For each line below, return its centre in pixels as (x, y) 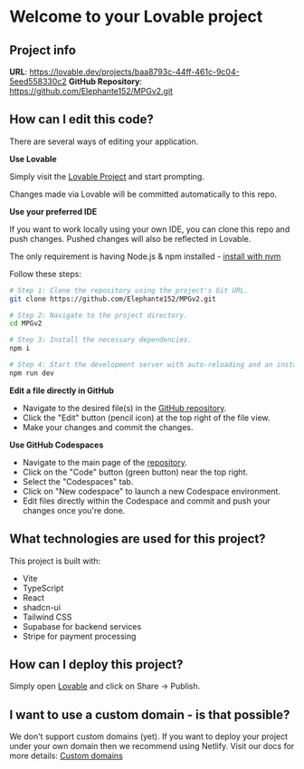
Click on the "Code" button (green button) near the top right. (135, 472)
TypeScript (43, 588)
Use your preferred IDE (53, 211)
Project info (43, 50)
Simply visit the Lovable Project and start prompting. (107, 176)
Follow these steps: (45, 274)
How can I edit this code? (81, 120)
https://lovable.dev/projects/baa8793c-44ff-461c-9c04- (134, 72)
